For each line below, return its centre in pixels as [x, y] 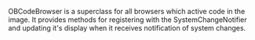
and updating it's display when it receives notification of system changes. [127, 28]
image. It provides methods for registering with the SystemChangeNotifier [127, 20]
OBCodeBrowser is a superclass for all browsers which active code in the [127, 11]
